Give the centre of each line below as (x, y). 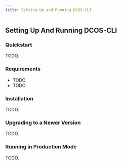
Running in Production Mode (41, 147)
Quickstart (19, 45)
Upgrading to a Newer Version (43, 122)
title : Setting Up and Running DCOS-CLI (49, 10)
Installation (19, 98)
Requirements (23, 69)
